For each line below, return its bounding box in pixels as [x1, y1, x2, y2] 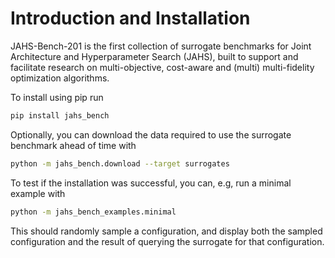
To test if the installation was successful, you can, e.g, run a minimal [10, 177, 292, 189]
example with [10, 187, 66, 199]
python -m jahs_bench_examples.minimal [10, 207, 177, 217]
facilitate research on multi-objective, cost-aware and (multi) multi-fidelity [10, 61, 315, 73]
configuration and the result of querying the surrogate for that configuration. [10, 235, 325, 247]
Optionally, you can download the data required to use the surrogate [10, 128, 292, 141]
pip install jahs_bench [10, 110, 110, 121]
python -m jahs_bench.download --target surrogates [10, 158, 230, 169]
